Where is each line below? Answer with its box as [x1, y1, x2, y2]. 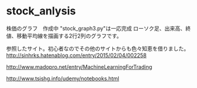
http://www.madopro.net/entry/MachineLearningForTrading [6, 63, 152, 70]
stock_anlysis [6, 4, 76, 18]
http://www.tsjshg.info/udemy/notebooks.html [6, 75, 119, 82]
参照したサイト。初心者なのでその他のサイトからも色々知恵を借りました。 [6, 45, 189, 52]
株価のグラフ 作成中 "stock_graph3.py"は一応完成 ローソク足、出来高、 [6, 25, 186, 32]
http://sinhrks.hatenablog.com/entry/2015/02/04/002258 [6, 51, 147, 59]
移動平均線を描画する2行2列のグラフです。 [16, 32, 122, 40]
